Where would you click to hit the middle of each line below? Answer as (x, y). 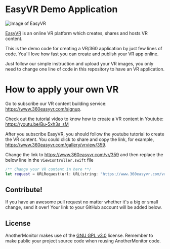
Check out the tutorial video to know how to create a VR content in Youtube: (84, 119)
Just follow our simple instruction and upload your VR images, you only (79, 63)
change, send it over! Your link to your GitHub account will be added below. (84, 207)
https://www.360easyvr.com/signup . (44, 109)
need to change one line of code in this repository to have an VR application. (85, 69)
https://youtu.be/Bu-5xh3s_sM (37, 124)
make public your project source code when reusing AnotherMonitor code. (83, 241)
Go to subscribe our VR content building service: (56, 103)
